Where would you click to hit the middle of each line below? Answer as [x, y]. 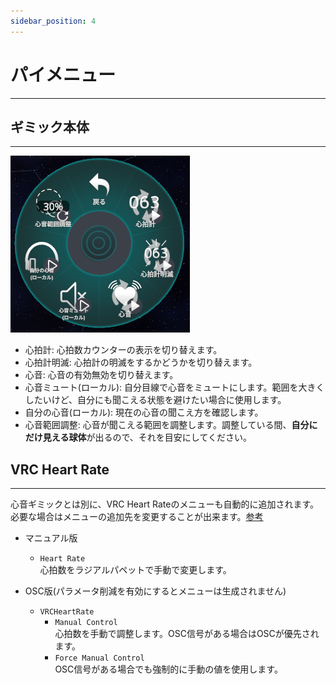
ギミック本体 [50, 126]
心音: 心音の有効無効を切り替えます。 [101, 375]
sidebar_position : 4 [53, 21]
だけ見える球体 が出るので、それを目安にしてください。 [138, 437]
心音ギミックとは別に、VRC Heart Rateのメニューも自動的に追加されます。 [164, 504]
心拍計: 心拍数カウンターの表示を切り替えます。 [123, 350]
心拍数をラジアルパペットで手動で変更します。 [135, 570]
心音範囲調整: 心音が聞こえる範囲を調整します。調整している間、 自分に [171, 425]
